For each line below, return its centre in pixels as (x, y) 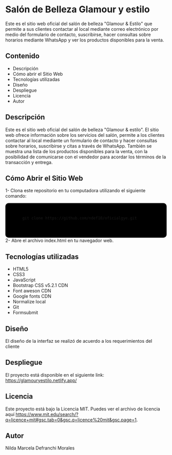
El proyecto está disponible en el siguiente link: (55, 375)
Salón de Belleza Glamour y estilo (78, 9)
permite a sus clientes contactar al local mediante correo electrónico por (82, 29)
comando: (16, 196)
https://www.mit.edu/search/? (47, 414)
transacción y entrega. (29, 162)
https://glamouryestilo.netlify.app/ (41, 380)
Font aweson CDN (32, 291)
